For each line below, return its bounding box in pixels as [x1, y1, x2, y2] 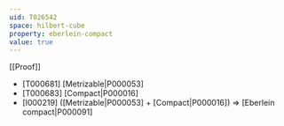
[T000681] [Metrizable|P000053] [21, 78, 145, 89]
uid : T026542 [9, 12, 58, 22]
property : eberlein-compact [9, 29, 114, 38]
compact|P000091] [21, 107, 93, 117]
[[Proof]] [9, 62, 42, 72]
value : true [9, 37, 53, 47]
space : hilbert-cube [9, 21, 86, 30]
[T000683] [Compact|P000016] [21, 88, 139, 99]
